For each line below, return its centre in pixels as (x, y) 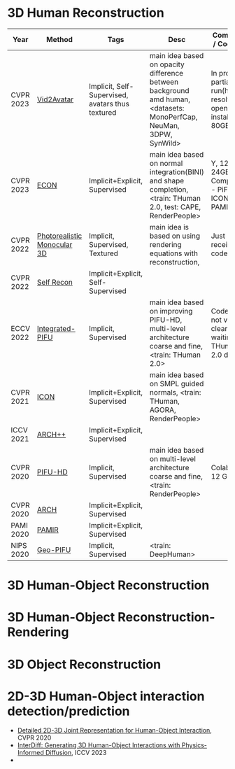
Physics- (194, 745)
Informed (30, 753)
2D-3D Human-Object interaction (106, 696)
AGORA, (163, 409)
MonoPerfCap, (173, 117)
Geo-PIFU (54, 549)
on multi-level (172, 458)
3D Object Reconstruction (84, 664)
